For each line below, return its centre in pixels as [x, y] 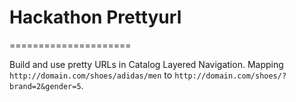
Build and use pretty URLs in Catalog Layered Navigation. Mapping [146, 64]
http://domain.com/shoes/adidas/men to [91, 75]
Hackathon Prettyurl [95, 17]
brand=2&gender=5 [45, 86]
